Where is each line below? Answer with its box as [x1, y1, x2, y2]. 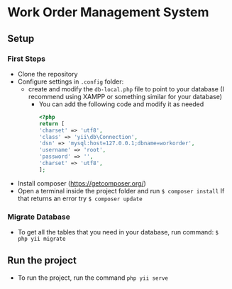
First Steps [7, 54, 46, 64]
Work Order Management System [7, 4, 209, 21]
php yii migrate [17, 235, 66, 243]
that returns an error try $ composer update [17, 194, 143, 203]
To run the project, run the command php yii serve [17, 273, 169, 282]
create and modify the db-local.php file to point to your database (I [28, 84, 225, 93]
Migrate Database [7, 212, 71, 222]
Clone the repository [17, 69, 78, 78]
